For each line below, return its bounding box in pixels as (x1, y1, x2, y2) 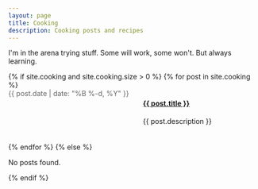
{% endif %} (8, 172, 49, 183)
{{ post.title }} (142, 98, 191, 108)
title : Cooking (8, 19, 59, 27)
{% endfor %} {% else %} (8, 142, 93, 152)
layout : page (8, 11, 52, 20)
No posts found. (8, 157, 61, 167)
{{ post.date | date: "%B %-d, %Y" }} (8, 89, 129, 98)
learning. (8, 56, 37, 66)
